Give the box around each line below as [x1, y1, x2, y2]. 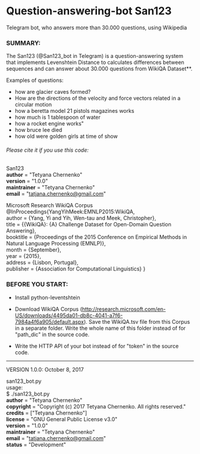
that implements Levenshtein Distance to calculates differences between [6, 59, 185, 66]
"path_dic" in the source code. [14, 330, 90, 338]
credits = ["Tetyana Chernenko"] [6, 409, 87, 416]
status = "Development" [6, 441, 67, 448]
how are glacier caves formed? [14, 88, 91, 96]
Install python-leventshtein [14, 294, 80, 301]
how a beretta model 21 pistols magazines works [14, 108, 135, 115]
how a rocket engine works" [14, 120, 85, 127]
